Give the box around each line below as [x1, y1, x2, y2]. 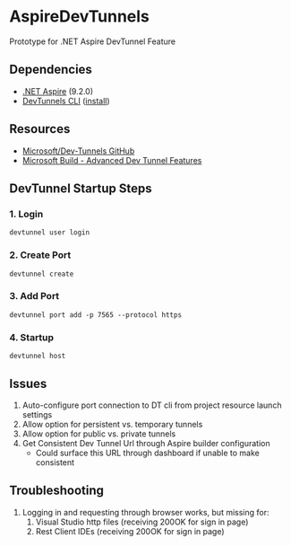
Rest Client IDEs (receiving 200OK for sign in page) [35, 525, 226, 536]
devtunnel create [9, 269, 74, 278]
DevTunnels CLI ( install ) [21, 95, 110, 106]
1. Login [9, 207, 44, 220]
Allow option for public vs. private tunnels [21, 428, 176, 439]
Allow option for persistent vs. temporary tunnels [21, 418, 203, 429]
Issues [9, 375, 47, 392]
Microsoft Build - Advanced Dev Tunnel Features [21, 154, 202, 165]
